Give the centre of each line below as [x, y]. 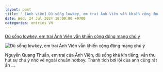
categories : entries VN [29, 23]
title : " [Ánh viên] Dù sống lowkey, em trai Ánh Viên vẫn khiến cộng [78, 14]
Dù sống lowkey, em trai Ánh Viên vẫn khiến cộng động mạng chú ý [73, 36]
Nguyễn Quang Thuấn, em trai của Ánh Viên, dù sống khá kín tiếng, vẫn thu [81, 55]
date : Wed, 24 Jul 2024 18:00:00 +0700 [45, 18]
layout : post [18, 9]
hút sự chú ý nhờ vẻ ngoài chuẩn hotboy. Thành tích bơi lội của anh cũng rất [81, 60]
